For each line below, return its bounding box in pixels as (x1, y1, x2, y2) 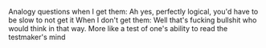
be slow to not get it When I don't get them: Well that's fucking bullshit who (8, 15, 257, 25)
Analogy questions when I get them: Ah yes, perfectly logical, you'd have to (8, 7, 259, 16)
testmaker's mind (8, 32, 66, 42)
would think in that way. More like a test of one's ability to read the (8, 24, 228, 33)
